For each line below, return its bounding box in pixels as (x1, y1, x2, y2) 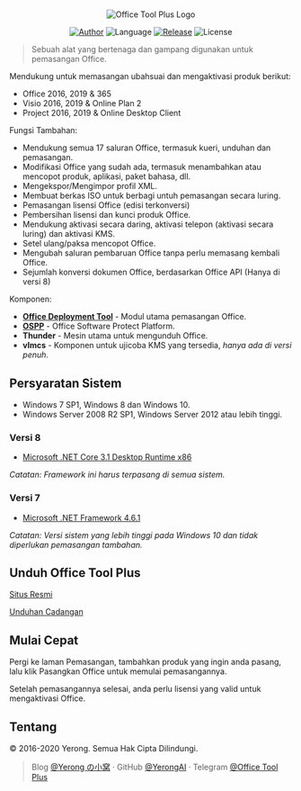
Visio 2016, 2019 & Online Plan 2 (22, 98, 142, 109)
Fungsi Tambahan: (9, 125, 78, 136)
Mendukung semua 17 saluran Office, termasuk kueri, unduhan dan (22, 142, 271, 153)
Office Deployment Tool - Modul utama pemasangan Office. (22, 311, 247, 322)
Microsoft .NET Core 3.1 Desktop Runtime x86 (22, 452, 192, 463)
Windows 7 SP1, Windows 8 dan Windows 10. (22, 400, 190, 409)
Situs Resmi (9, 589, 53, 600)
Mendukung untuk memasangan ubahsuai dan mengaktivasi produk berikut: (9, 71, 291, 82)
